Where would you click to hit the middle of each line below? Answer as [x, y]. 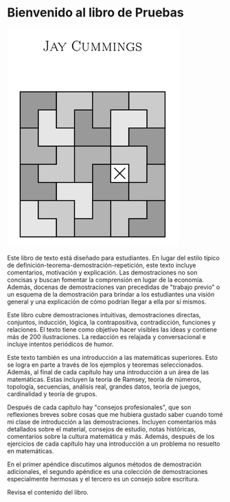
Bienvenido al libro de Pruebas [95, 13]
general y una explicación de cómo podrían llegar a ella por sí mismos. [107, 301]
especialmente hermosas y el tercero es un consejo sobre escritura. [103, 479]
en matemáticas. [31, 450]
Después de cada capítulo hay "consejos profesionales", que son [99, 407]
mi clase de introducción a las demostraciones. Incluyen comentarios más [112, 422]
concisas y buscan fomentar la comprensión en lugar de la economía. [106, 279]
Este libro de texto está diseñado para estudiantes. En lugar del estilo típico [113, 258]
